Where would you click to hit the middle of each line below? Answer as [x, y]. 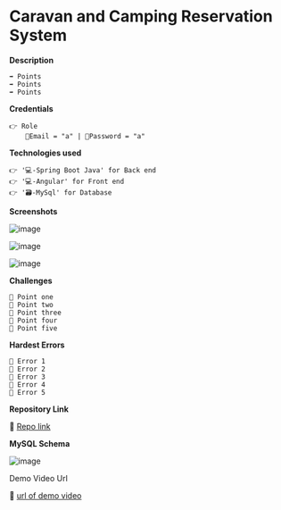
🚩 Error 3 [28, 377]
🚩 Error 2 [28, 369]
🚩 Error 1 [28, 361]
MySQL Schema [40, 443]
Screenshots [33, 211]
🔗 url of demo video [45, 495]
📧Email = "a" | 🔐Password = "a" [85, 136]
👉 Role [24, 126]
